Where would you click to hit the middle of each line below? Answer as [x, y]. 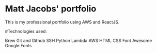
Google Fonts [18, 45]
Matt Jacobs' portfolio [51, 9]
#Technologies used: [26, 31]
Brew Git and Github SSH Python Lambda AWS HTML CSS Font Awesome [78, 40]
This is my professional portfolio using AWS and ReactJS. [62, 22]
